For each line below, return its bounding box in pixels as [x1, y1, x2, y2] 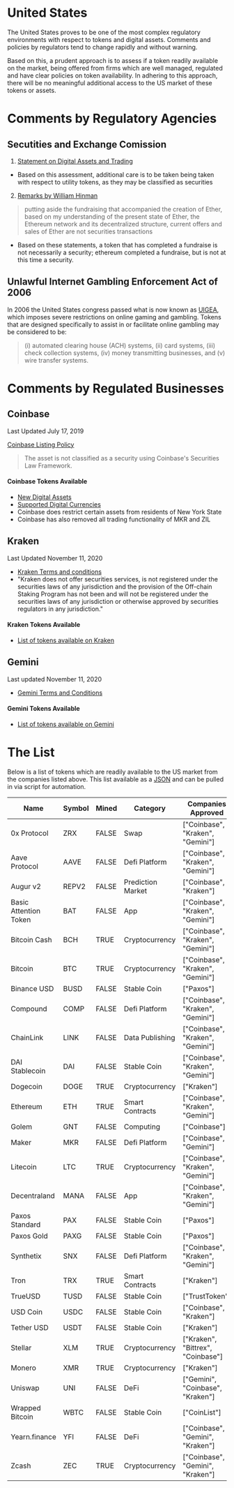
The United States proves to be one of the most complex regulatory [7, 28, 201, 36]
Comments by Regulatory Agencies [7, 110, 217, 127]
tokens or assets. [7, 86, 57, 94]
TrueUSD [10, 1291, 40, 1301]
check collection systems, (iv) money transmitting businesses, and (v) [24, 348, 226, 357]
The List [7, 744, 55, 760]
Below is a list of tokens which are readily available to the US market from [7, 767, 218, 776]
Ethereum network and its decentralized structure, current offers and [24, 219, 223, 228]
